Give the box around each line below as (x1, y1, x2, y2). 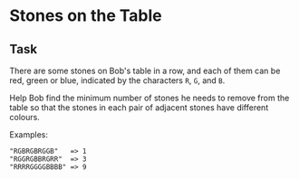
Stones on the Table (9, 5, 163, 26)
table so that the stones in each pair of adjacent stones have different (9, 102, 269, 113)
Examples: (9, 129, 48, 140)
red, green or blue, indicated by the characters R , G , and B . (9, 75, 226, 86)
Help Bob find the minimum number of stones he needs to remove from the (9, 92, 290, 103)
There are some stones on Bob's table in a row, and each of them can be (9, 65, 281, 76)
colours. (9, 112, 41, 122)
